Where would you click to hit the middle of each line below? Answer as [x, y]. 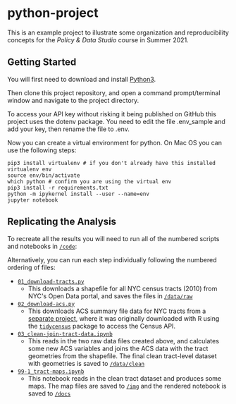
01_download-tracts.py [51, 281]
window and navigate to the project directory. [73, 100]
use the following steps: [42, 150]
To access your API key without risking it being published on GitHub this [112, 114]
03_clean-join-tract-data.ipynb [65, 334]
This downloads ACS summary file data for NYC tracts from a [117, 311]
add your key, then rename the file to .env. [69, 129]
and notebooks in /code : [42, 246]
